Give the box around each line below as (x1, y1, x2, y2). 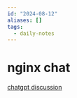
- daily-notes (13, 29, 55, 37)
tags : (7, 23, 23, 30)
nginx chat (7, 60, 71, 76)
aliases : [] (7, 17, 42, 24)
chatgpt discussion (7, 83, 62, 92)
